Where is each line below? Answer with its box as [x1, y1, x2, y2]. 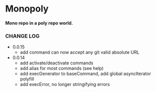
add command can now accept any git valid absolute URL [20, 49, 140, 55]
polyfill [20, 76, 34, 82]
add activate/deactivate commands [20, 60, 94, 66]
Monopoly [5, 3, 49, 15]
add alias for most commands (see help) [20, 65, 104, 71]
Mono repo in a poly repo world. [5, 20, 73, 26]
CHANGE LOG [5, 32, 40, 39]
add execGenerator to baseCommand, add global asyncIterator [20, 71, 151, 77]
